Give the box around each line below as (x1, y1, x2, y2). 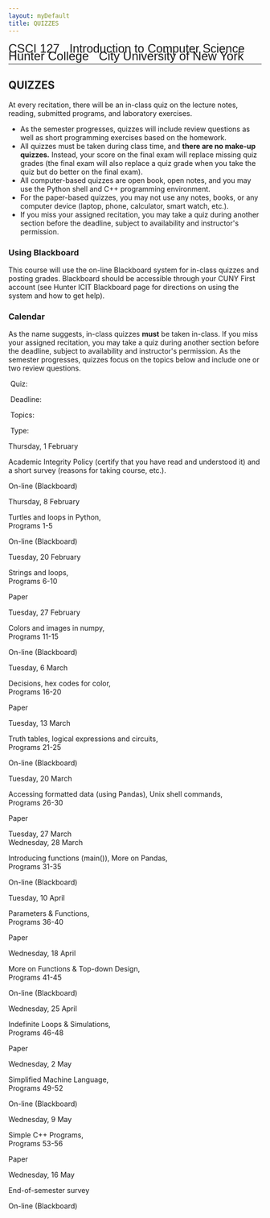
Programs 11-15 (8, 632, 59, 641)
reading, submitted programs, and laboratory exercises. (8, 108, 193, 118)
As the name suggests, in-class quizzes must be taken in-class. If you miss (8, 329, 259, 339)
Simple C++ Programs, (8, 1130, 84, 1140)
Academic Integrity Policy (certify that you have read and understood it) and (8, 457, 260, 467)
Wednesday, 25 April (8, 1004, 78, 1013)
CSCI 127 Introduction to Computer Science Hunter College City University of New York (8, 41, 245, 63)
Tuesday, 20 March (8, 774, 72, 784)
